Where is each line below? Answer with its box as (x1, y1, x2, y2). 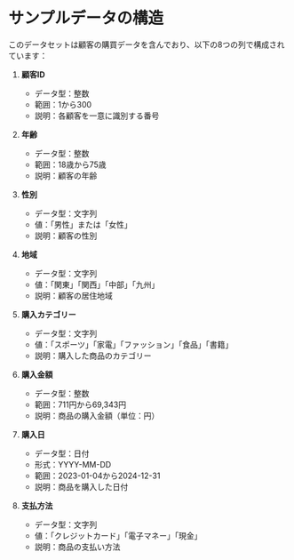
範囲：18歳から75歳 (34, 159, 107, 170)
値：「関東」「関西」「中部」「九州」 (34, 279, 160, 290)
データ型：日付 (34, 448, 90, 459)
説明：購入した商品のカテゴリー (34, 350, 152, 361)
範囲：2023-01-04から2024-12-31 (34, 470, 161, 481)
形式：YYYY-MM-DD (34, 459, 112, 469)
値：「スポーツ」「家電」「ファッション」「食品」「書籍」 (34, 339, 234, 349)
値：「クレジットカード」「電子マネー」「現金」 (34, 530, 203, 540)
